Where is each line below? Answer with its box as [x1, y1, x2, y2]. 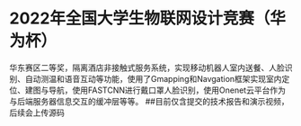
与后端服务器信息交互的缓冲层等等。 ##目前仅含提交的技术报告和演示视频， [9, 95, 289, 106]
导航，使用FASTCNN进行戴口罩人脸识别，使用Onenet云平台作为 [48, 85, 286, 95]
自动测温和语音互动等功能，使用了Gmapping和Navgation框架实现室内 [24, 73, 282, 84]
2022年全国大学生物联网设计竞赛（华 [9, 8, 286, 29]
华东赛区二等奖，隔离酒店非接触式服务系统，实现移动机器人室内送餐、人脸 [9, 62, 285, 73]
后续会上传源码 [9, 107, 65, 118]
